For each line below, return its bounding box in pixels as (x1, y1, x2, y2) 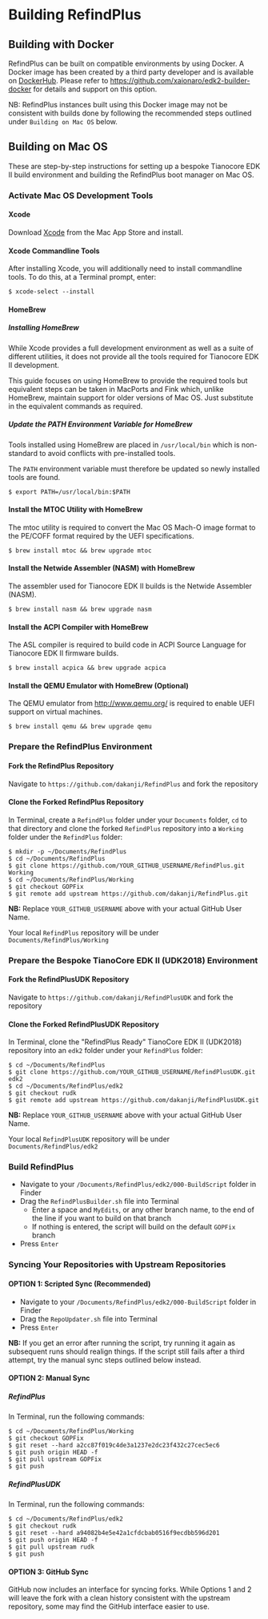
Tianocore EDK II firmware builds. (8, 648, 119, 658)
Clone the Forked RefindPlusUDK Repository (8, 1019, 160, 1029)
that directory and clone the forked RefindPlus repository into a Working (8, 823, 244, 833)
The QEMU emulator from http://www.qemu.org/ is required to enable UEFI (8, 699, 255, 709)
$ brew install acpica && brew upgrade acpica (8, 664, 166, 672)
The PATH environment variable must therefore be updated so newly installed (8, 463, 260, 474)
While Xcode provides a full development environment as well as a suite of (8, 343, 254, 353)
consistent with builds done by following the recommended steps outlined (8, 108, 252, 118)
